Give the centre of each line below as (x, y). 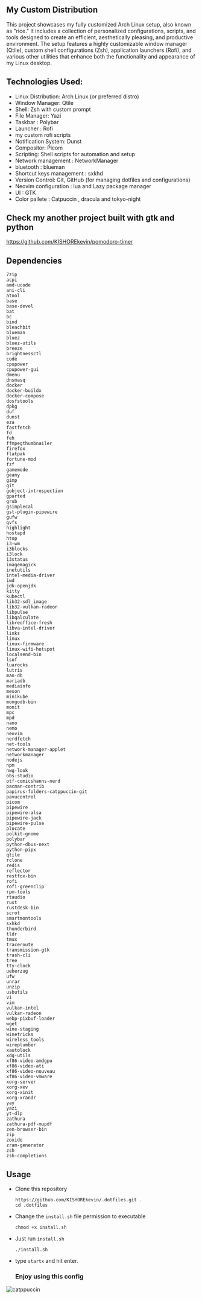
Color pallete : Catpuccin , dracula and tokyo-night (78, 199)
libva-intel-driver (31, 628)
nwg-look (17, 771)
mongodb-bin (21, 702)
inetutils (19, 570)
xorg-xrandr (21, 1098)
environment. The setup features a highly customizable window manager (97, 43)
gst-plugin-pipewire (32, 512)
